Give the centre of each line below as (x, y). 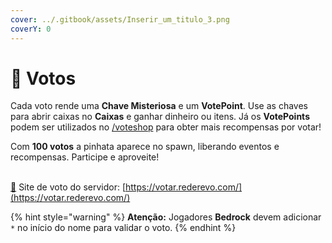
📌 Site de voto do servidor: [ (68, 187)
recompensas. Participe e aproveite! (85, 157)
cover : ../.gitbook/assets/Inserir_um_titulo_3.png (120, 19)
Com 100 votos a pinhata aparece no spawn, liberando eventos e (145, 147)
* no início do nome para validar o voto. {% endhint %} (123, 228)
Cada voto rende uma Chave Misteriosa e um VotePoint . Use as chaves (159, 106)
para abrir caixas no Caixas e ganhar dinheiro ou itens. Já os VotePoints (160, 117)
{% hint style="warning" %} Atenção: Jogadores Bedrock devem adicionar (166, 217)
